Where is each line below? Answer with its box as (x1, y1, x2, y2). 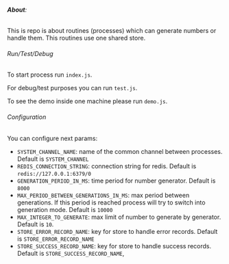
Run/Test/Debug (7, 49, 53, 57)
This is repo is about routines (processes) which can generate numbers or (7, 27, 217, 35)
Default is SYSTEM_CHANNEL (16, 155, 89, 163)
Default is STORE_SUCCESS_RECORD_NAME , (16, 249, 125, 257)
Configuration (7, 113, 47, 121)
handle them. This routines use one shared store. (7, 34, 146, 42)
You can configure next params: (7, 134, 98, 142)
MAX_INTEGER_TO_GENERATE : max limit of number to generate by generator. (16, 213, 221, 221)
